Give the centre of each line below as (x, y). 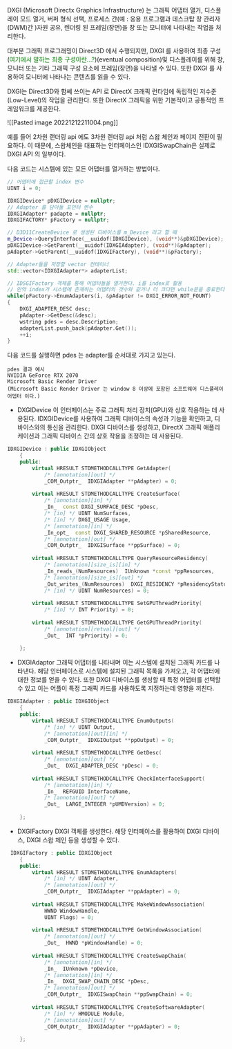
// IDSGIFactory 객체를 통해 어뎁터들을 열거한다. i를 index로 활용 (95, 283)
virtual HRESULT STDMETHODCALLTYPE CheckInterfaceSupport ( (119, 779)
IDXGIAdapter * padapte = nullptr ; (57, 214)
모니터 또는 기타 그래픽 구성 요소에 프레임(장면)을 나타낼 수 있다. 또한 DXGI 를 (111, 68)
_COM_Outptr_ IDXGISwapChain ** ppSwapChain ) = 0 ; (118, 994)
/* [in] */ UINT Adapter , (81, 879)
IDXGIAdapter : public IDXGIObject (58, 702)
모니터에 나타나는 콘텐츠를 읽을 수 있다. (78, 77)
